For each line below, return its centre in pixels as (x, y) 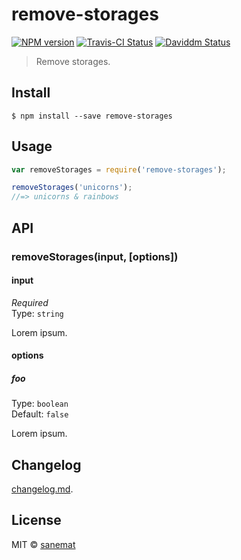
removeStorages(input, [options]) (95, 256)
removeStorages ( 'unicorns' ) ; (72, 188)
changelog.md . (42, 489)
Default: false (40, 414)
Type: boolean (40, 404)
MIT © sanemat (43, 544)
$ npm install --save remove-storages (92, 116)
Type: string (37, 313)
